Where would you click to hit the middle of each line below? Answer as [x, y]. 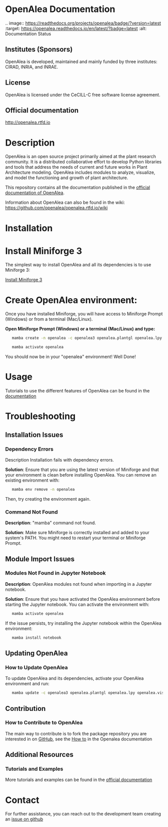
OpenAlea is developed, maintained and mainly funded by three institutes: [81, 62]
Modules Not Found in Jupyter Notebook [55, 573]
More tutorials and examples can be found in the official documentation [79, 780]
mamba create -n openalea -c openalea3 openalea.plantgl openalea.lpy [87, 338]
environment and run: [27, 684]
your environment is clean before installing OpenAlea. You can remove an [81, 475]
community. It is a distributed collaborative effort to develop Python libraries [83, 162]
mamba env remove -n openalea [43, 489]
